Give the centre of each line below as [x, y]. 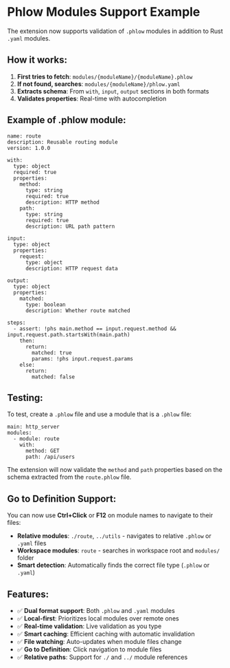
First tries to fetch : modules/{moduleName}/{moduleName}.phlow [105, 76]
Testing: [25, 397]
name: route [24, 136]
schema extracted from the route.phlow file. [69, 477]
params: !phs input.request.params [83, 358]
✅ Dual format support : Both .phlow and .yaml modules [96, 611]
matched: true [52, 353]
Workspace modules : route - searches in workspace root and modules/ [118, 550]
